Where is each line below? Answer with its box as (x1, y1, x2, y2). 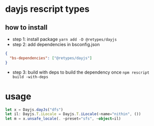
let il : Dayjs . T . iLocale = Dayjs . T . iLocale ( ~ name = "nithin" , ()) (5, 112, 141, 117)
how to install (5, 23, 48, 32)
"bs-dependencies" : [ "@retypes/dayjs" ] (9, 55, 92, 60)
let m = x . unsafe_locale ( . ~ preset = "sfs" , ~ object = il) (5, 116, 121, 122)
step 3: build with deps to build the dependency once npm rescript (12, 69, 150, 75)
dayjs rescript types (5, 3, 90, 15)
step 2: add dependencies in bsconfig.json (12, 42, 100, 47)
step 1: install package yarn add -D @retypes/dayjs (12, 36, 117, 42)
